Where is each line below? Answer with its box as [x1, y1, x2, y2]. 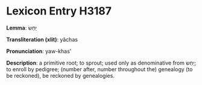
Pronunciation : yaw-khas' [6, 47, 72, 55]
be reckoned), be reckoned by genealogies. [6, 72, 115, 79]
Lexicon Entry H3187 [6, 4, 112, 18]
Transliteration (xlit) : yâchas [6, 36, 78, 43]
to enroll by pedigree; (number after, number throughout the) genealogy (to [6, 65, 193, 73]
